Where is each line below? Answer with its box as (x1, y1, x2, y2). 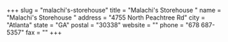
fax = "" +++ (25, 28, 62, 36)
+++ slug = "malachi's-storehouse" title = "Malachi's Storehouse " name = (6, 6, 222, 14)
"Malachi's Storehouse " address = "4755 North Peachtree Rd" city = (6, 13, 206, 22)
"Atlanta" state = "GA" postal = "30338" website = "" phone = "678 (6, 21, 200, 29)
